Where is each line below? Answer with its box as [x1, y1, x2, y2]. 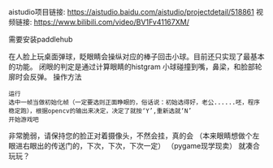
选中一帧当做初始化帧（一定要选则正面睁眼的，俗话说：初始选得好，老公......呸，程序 [8, 98, 260, 106]
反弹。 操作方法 [29, 72, 82, 81]
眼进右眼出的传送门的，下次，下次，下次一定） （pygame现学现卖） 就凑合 [8, 141, 260, 150]
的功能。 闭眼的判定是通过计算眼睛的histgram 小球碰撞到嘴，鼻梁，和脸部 [8, 62, 256, 71]
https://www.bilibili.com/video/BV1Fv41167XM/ [33, 17, 189, 27]
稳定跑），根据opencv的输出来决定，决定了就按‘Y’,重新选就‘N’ [8, 107, 193, 115]
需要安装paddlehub [8, 35, 73, 44]
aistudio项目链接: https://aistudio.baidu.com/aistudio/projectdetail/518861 [8, 7, 254, 16]
